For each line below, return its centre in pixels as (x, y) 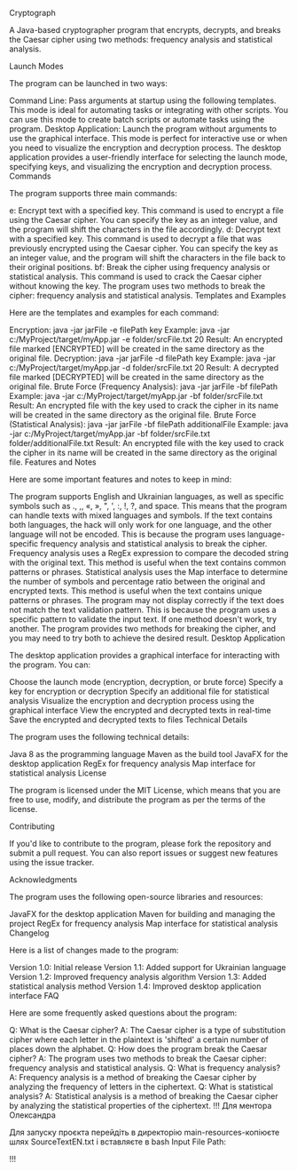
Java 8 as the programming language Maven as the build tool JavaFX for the (148, 754)
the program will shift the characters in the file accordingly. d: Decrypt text (145, 229)
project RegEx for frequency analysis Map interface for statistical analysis (144, 924)
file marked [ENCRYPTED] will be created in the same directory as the (137, 349)
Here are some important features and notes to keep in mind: (121, 479)
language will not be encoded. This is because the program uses (127, 534)
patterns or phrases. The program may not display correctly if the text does (147, 600)
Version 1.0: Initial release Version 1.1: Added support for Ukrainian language (148, 967)
